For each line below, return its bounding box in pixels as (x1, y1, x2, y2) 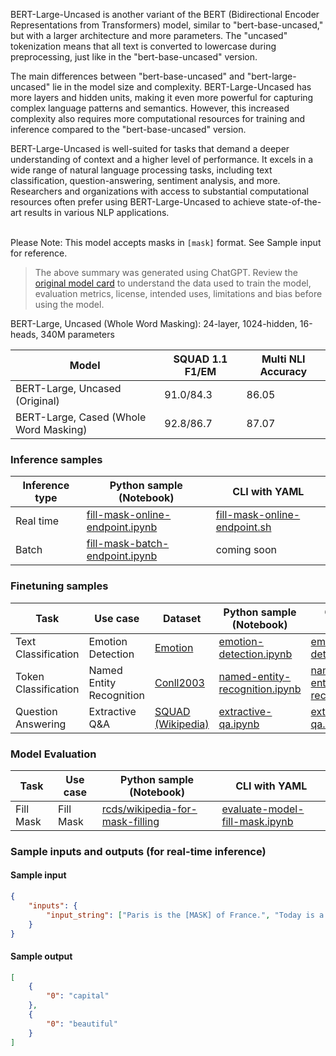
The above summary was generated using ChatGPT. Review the (34, 267, 298, 278)
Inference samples (10, 452, 103, 466)
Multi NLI (261, 352, 306, 366)
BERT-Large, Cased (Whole (15, 410, 147, 424)
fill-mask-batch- (86, 537, 170, 551)
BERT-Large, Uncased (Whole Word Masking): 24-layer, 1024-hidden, (10, 318, 298, 329)
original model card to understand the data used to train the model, (34, 277, 312, 289)
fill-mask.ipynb (221, 814, 294, 828)
